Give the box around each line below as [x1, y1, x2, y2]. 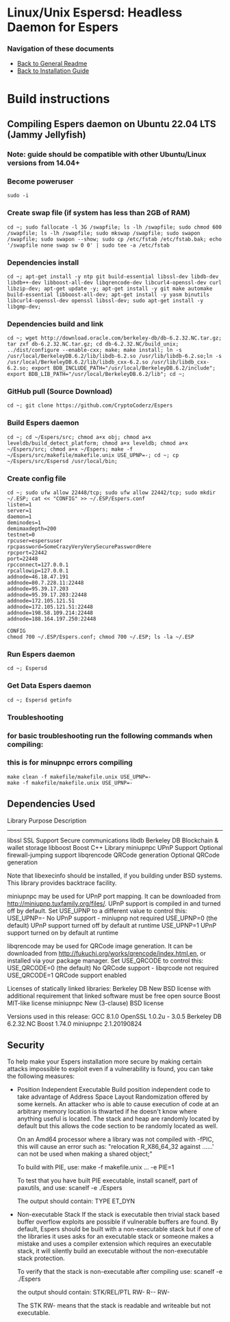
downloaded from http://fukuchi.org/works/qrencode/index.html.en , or [7, 949, 207, 957]
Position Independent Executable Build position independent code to [16, 1086, 211, 1094]
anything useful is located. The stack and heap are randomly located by [16, 1114, 220, 1123]
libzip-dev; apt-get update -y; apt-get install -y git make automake [7, 285, 213, 292]
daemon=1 [7, 513, 32, 520]
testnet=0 [7, 531, 36, 539]
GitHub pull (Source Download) [7, 387, 113, 396]
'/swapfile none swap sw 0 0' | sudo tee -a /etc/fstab [7, 242, 170, 249]
